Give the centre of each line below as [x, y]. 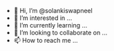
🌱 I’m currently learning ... [50, 25]
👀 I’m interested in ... [43, 18]
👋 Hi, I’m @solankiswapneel [53, 11]
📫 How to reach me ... [46, 40]
